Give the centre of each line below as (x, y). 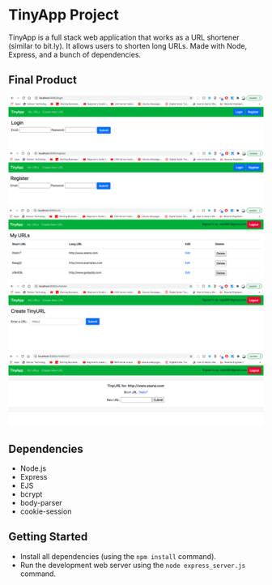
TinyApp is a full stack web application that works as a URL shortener (124, 37)
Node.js (33, 468)
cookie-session (46, 511)
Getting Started (48, 537)
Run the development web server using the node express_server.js (133, 565)
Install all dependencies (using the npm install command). (118, 556)
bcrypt (31, 494)
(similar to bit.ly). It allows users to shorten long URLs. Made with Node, (128, 45)
